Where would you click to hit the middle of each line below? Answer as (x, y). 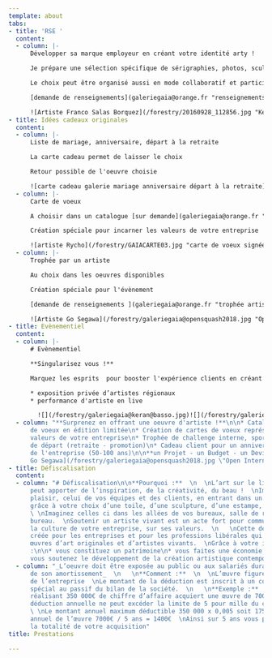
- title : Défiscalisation (52, 468)
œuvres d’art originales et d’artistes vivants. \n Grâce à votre (144, 544)
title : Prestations (41, 634)
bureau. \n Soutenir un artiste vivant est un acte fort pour (137, 521)
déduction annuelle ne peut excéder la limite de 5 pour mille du (144, 604)
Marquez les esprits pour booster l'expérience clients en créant (146, 378)
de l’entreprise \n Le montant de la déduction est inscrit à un (142, 581)
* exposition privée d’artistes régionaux (102, 393)
